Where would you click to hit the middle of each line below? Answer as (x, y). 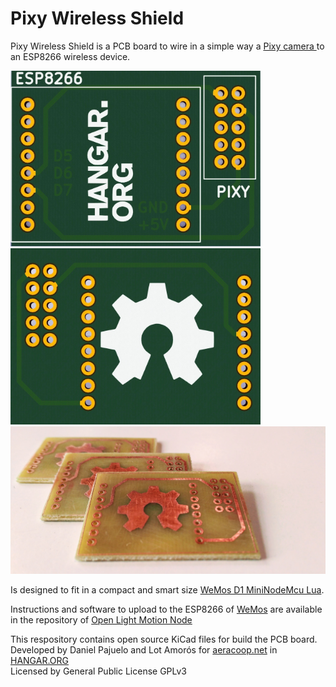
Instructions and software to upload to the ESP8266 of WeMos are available (166, 609)
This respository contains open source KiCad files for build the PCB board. (164, 639)
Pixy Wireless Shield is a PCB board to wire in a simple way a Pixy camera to (167, 46)
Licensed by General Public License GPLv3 (99, 671)
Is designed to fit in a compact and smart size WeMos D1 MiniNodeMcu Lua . (167, 590)
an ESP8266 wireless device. (70, 56)
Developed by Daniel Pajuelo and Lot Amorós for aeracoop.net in (144, 650)
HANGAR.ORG (39, 661)
